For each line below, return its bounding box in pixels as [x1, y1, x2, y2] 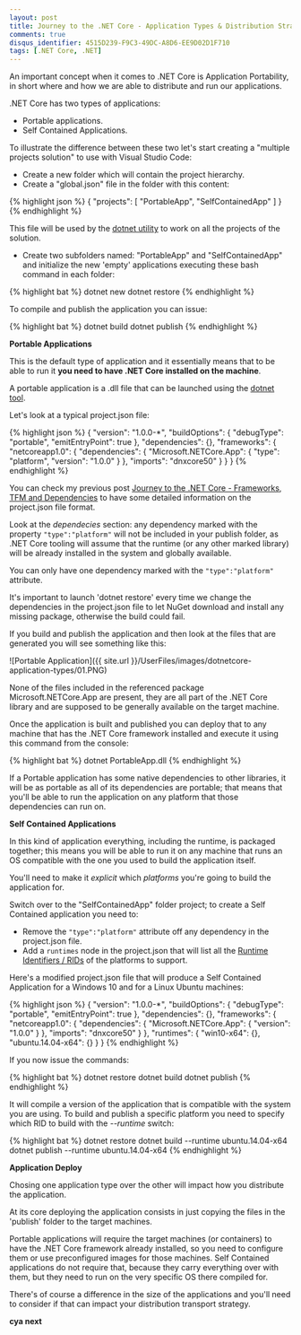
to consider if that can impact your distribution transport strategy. [9, 1298, 251, 1310]
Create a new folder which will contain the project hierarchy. [21, 170, 245, 180]
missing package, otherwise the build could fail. [9, 611, 185, 622]
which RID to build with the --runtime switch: [9, 1118, 175, 1129]
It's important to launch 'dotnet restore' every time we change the [9, 592, 253, 603]
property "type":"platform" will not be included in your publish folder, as [9, 528, 279, 539]
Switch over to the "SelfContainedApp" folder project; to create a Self [9, 899, 266, 911]
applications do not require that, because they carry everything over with [9, 1262, 279, 1273]
